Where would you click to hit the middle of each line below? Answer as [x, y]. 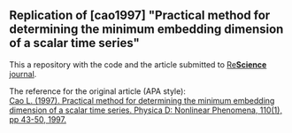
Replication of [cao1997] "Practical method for [140, 16]
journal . [23, 74]
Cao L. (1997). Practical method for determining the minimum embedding [142, 100]
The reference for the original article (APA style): [97, 91]
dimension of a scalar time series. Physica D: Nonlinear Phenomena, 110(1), [146, 110]
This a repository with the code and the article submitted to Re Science [138, 64]
